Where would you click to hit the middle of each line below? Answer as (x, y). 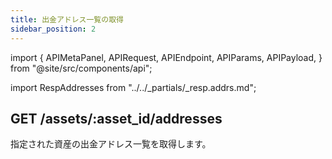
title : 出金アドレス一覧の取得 (67, 19)
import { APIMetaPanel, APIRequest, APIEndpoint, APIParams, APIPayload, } (166, 57)
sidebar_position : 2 (53, 29)
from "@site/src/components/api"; (81, 68)
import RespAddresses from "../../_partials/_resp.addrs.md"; (133, 87)
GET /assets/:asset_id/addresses (116, 118)
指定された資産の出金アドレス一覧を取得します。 (111, 144)
